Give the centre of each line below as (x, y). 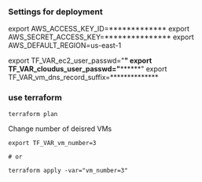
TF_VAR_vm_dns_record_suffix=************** (83, 78)
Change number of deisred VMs (60, 129)
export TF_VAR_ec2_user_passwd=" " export (80, 60)
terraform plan (33, 114)
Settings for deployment (56, 12)
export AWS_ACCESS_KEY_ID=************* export (99, 29)
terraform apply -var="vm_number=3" (68, 170)
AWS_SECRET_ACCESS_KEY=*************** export (101, 37)
